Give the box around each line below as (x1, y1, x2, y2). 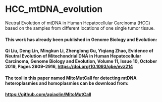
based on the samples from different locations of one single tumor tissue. (5, 25, 155, 31)
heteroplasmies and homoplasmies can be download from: (5, 80, 129, 86)
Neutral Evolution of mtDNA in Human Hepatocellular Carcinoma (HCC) (5, 20, 150, 26)
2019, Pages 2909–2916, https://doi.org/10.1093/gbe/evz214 (5, 63, 133, 70)
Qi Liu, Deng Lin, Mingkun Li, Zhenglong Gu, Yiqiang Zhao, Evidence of (5, 48, 154, 54)
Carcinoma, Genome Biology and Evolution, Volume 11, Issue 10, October (5, 58, 158, 64)
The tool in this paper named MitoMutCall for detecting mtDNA (5, 75, 137, 81)
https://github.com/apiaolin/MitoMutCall (5, 92, 92, 98)
